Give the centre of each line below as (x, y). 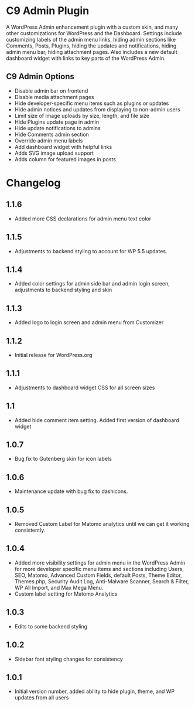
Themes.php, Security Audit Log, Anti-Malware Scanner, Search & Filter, (102, 581)
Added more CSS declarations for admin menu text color (83, 219)
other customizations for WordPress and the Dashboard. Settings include (94, 33)
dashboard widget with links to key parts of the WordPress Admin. (86, 58)
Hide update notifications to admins (57, 128)
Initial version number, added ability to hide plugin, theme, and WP (95, 691)
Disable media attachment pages (54, 97)
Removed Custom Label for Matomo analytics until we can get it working (102, 524)
